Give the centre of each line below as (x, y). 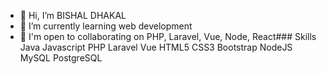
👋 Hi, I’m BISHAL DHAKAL (73, 15)
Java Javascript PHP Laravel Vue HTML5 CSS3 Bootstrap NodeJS (156, 47)
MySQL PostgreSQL (61, 58)
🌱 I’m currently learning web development (106, 26)
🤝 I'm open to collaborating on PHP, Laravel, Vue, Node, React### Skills (168, 36)
